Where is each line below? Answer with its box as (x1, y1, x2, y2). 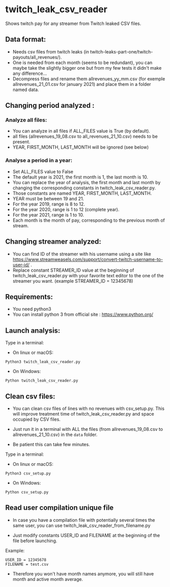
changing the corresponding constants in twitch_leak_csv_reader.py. (12, 185, 156, 191)
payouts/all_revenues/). (12, 54, 62, 60)
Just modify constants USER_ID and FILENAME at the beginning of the (12, 532, 160, 538)
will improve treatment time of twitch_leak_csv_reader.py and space (12, 410, 154, 417)
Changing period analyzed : (5, 101, 95, 110)
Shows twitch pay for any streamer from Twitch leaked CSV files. (5, 20, 141, 26)
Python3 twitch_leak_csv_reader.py (5, 360, 81, 365)
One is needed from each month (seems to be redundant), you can (12, 60, 153, 66)
